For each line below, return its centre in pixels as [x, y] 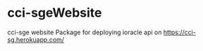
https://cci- [179, 32]
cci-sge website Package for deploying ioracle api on [85, 32]
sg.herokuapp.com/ [36, 39]
